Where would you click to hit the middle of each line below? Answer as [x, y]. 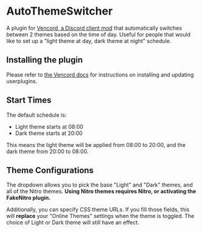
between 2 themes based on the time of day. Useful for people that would [99, 34]
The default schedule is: [36, 115]
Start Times [29, 101]
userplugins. [22, 81]
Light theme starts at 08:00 [49, 126]
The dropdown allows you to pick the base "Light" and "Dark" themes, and [99, 185]
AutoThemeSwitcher [60, 11]
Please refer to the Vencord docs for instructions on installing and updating [100, 75]
